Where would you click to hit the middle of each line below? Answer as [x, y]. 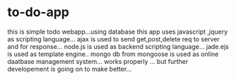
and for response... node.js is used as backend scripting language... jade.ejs [118, 46]
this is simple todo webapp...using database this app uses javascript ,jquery [118, 32]
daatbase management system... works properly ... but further [98, 61]
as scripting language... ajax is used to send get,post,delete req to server [114, 39]
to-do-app [38, 12]
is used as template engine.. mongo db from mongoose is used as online [113, 54]
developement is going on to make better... [70, 69]
